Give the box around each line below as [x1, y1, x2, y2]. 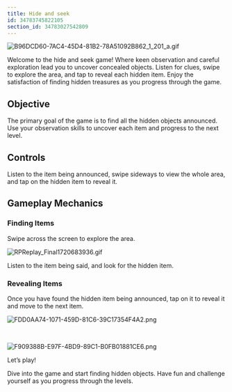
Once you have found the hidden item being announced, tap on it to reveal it [7, 294, 225, 303]
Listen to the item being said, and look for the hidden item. [7, 261, 174, 269]
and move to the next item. [7, 301, 84, 310]
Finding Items [7, 219, 54, 228]
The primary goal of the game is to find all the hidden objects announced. [7, 116, 217, 125]
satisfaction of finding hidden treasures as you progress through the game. [7, 78, 222, 86]
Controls [7, 151, 46, 164]
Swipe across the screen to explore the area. [7, 234, 135, 242]
